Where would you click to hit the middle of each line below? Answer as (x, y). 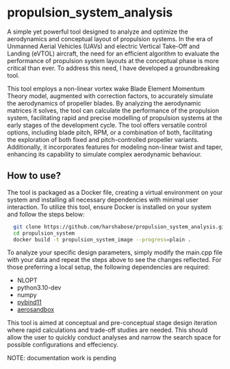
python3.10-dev (39, 288)
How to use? (34, 176)
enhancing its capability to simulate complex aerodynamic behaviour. (104, 154)
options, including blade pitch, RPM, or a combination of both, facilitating (110, 132)
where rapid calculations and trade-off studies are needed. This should (107, 330)
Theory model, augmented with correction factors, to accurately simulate (110, 96)
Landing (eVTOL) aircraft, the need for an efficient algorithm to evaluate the (113, 53)
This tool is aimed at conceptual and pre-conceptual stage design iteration (112, 323)
